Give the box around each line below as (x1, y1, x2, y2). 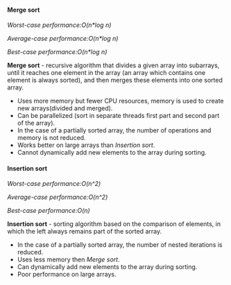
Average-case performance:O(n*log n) (7, 35, 119, 43)
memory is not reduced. (17, 134, 86, 142)
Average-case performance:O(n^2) (7, 193, 108, 201)
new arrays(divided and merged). (17, 104, 113, 112)
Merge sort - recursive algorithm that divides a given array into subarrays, (7, 61, 220, 69)
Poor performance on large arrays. (17, 270, 117, 279)
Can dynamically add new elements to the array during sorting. (17, 263, 198, 271)
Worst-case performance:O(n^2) (7, 180, 101, 188)
